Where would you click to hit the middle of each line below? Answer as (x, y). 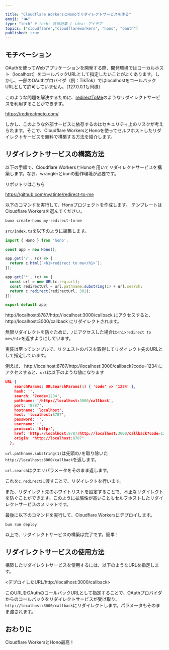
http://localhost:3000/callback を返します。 (52, 460)
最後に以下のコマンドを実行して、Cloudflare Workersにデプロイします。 (80, 515)
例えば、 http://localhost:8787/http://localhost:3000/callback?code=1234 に (84, 366)
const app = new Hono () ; (31, 249)
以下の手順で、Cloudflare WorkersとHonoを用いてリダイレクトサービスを (81, 167)
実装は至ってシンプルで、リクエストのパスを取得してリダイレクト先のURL (82, 349)
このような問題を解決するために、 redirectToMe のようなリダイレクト (76, 97)
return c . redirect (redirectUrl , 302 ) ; (51, 291)
